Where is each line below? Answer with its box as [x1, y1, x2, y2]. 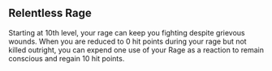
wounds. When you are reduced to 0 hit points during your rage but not [8, 36, 247, 46]
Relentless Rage [8, 6, 92, 20]
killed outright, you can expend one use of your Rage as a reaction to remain [8, 44, 264, 55]
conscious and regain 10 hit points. [8, 53, 125, 63]
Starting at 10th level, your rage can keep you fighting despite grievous [8, 27, 245, 37]
